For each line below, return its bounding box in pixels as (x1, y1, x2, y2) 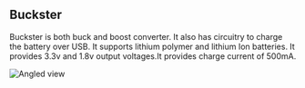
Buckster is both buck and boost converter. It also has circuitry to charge (9, 31, 283, 42)
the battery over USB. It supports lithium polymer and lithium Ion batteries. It (9, 41, 296, 52)
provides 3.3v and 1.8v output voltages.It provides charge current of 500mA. (9, 50, 297, 62)
